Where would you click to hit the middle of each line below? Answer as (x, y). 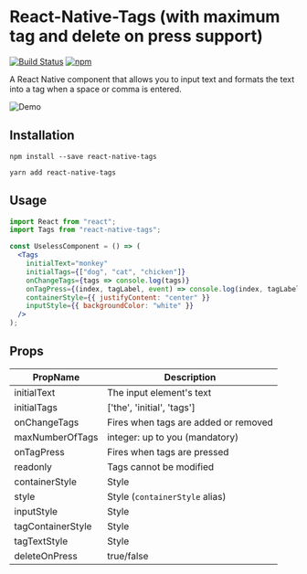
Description (190, 377)
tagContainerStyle (53, 526)
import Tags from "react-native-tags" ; (85, 230)
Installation (42, 136)
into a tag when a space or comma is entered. (96, 89)
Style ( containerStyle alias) (166, 496)
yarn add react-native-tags (63, 172)
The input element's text (159, 392)
